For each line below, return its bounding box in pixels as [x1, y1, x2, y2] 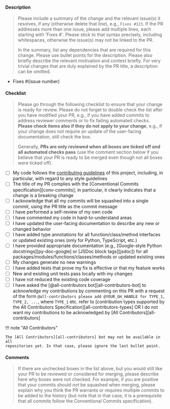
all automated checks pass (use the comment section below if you [17, 149, 159, 155]
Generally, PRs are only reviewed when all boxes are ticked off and [17, 144, 160, 150]
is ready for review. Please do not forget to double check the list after [17, 107, 163, 113]
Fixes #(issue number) [12, 78, 60, 85]
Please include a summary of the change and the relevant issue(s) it [17, 15, 161, 21]
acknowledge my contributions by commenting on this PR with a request [12, 288, 165, 294]
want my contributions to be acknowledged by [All [12, 310, 119, 316]
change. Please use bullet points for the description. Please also [17, 52, 153, 59]
